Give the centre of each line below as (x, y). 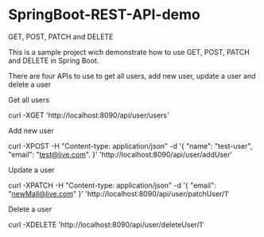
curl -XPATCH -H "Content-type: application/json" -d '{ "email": (112, 185)
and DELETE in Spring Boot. (54, 60)
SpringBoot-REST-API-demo (104, 15)
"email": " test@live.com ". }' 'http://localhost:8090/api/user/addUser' (120, 154)
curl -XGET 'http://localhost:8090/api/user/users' (89, 115)
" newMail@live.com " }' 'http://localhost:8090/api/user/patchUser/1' (119, 193)
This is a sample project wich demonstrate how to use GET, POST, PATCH (129, 52)
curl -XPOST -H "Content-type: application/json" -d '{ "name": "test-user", (130, 146)
